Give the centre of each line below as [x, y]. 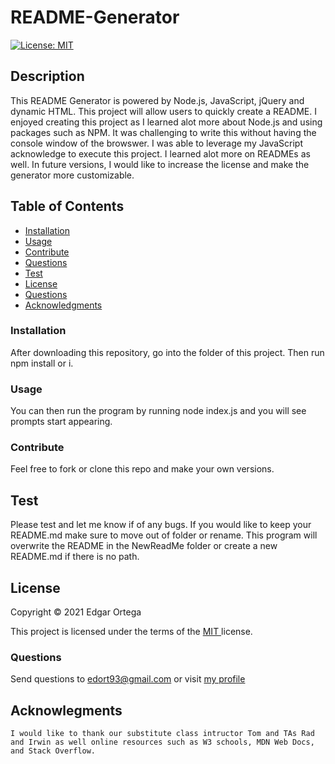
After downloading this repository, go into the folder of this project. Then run [167, 352]
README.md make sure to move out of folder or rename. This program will [164, 535]
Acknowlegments [66, 710]
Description [47, 76]
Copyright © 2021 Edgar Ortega [76, 612]
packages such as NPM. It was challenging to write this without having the [163, 132]
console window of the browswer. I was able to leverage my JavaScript [156, 143]
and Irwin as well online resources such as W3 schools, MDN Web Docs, [162, 742]
